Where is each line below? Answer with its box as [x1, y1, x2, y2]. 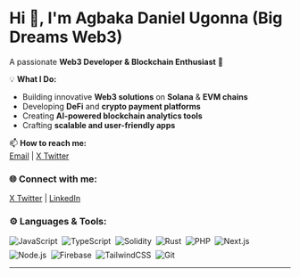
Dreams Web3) [9, 27, 123, 47]
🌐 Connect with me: [9, 173, 98, 185]
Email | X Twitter [9, 151, 70, 161]
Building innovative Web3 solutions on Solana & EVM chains [21, 91, 248, 102]
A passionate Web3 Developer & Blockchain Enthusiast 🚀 [9, 56, 223, 67]
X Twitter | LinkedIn [9, 193, 81, 204]
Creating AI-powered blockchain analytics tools [21, 110, 203, 121]
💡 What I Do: [9, 73, 57, 84]
